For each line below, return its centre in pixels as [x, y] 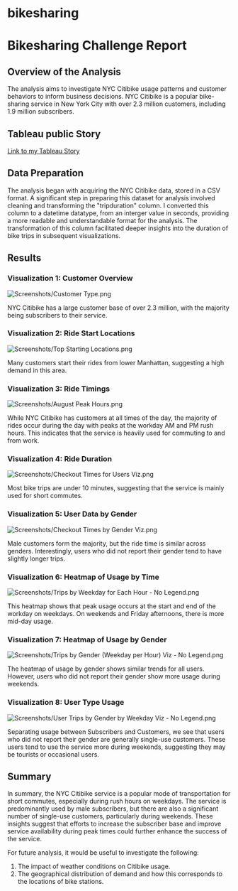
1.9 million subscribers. [41, 112]
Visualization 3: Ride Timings [59, 389]
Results [24, 258]
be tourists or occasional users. [53, 754]
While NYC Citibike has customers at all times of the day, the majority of [112, 418]
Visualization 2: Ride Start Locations [71, 333]
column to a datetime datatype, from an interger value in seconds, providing [118, 213]
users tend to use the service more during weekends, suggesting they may [117, 747]
